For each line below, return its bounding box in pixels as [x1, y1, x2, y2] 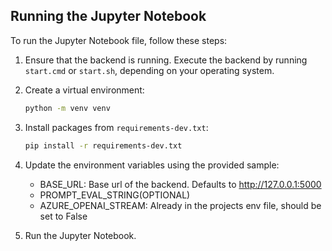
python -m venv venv [24, 103, 111, 113]
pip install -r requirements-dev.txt [24, 140, 183, 151]
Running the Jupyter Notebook [10, 8, 207, 25]
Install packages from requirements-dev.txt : [24, 121, 209, 133]
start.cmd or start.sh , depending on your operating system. [24, 64, 275, 76]
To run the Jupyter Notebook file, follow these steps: [10, 34, 228, 46]
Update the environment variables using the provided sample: [24, 159, 280, 171]
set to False [39, 210, 88, 222]
